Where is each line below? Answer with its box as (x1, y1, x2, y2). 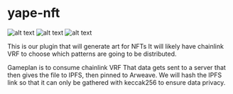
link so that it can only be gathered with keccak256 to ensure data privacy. (7, 78, 226, 86)
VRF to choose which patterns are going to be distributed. (7, 49, 177, 58)
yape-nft (7, 5, 60, 21)
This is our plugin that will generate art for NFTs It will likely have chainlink (7, 42, 224, 50)
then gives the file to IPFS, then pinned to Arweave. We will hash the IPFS (7, 71, 222, 79)
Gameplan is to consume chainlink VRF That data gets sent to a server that (7, 63, 226, 71)
